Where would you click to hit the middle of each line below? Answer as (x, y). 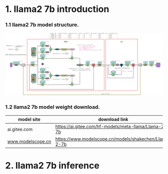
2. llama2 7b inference (52, 166)
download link (113, 119)
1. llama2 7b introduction (57, 9)
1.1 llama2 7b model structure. (42, 25)
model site (29, 119)
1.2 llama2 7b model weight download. (53, 107)
